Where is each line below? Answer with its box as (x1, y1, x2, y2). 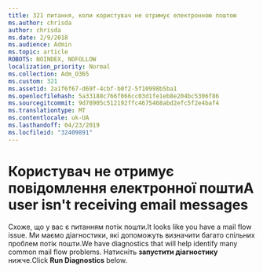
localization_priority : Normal (8, 63, 111, 71)
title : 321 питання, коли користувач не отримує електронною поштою (8, 11, 237, 20)
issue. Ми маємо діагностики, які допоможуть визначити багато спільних (8, 230, 255, 240)
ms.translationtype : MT (8, 107, 86, 115)
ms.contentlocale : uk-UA (8, 114, 89, 122)
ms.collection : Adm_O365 (8, 70, 89, 78)
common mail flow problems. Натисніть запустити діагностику (8, 247, 218, 256)
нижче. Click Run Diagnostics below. (8, 255, 128, 264)
